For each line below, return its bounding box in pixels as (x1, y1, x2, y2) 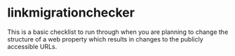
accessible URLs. (7, 42, 58, 50)
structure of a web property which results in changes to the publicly (7, 35, 203, 43)
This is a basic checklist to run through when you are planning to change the (7, 28, 229, 36)
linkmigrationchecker (7, 5, 135, 21)
